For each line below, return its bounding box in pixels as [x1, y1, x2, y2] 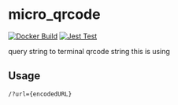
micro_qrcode [8, 5, 101, 24]
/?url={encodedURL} [8, 90, 72, 98]
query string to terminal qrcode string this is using [8, 46, 171, 56]
